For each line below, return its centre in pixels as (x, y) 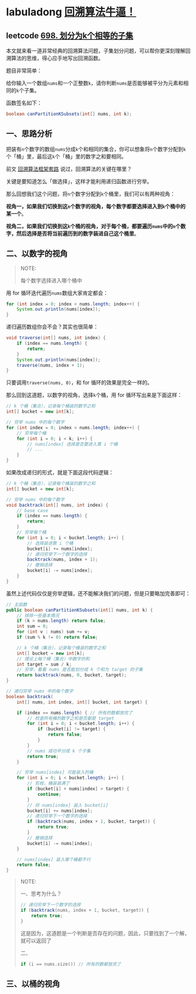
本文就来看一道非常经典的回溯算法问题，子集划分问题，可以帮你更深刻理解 (96, 51)
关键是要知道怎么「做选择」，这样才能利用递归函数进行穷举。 (79, 181)
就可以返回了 (36, 941)
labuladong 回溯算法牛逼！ (71, 12)
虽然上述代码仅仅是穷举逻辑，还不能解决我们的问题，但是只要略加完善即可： (98, 593)
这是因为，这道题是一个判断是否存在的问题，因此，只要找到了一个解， (105, 933)
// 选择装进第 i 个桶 (50, 543)
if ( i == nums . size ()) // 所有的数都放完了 (71, 964)
